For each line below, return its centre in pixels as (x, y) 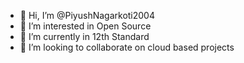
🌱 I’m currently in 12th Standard (84, 36)
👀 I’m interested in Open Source (85, 26)
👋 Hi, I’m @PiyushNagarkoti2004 (87, 15)
